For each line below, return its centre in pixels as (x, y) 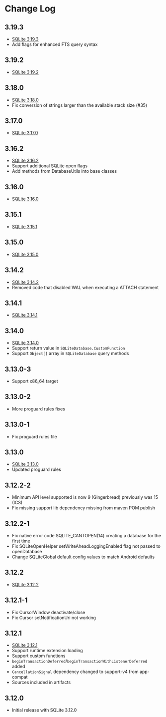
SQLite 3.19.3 (25, 39)
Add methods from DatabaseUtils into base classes (64, 171)
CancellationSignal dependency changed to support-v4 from (75, 672)
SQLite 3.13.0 (25, 464)
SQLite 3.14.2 (25, 282)
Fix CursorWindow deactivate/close (48, 612)
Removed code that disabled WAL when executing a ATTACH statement (85, 287)
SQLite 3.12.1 (25, 645)
